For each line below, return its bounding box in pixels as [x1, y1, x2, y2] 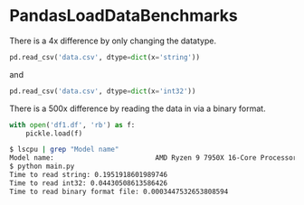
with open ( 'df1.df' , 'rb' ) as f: [9, 120, 136, 129]
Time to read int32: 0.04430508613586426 [9, 178, 168, 188]
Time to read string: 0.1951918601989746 [9, 171, 168, 180]
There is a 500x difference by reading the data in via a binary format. [9, 103, 266, 114]
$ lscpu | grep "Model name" [9, 145, 119, 154]
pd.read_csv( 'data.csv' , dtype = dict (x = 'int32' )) [9, 87, 196, 96]
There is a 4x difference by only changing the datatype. [9, 35, 217, 46]
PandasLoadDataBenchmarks [9, 5, 238, 26]
